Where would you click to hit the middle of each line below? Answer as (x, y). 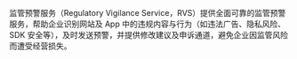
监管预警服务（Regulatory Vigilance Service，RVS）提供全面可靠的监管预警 (148, 13)
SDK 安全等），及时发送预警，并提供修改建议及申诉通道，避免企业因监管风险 (149, 35)
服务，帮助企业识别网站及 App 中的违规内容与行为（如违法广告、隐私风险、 (148, 24)
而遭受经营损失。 (40, 46)
